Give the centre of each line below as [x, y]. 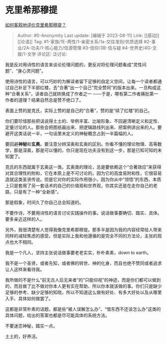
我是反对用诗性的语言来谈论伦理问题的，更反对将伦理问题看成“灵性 [74, 65]
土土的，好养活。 [23, 336]
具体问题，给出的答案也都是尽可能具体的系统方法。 [57, 315]
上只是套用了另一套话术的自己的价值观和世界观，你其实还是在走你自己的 [79, 185]
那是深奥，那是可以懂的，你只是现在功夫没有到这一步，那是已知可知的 [85, 150]
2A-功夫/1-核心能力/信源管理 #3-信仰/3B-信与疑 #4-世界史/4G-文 [90, 48]
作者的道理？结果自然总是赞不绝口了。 [44, 100]
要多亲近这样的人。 [25, 219]
